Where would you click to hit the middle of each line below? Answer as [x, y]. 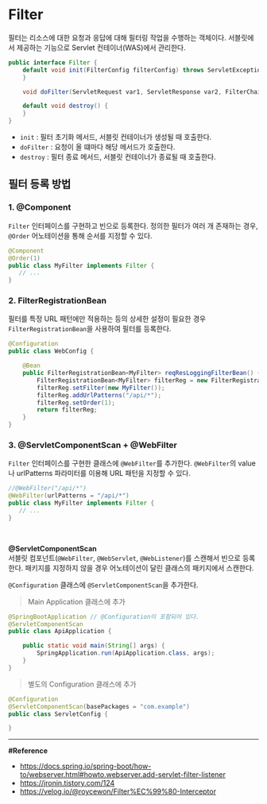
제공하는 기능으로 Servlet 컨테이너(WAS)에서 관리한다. [101, 47]
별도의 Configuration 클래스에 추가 [82, 684]
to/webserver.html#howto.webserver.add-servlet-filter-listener [123, 775]
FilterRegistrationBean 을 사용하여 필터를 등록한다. [90, 329]
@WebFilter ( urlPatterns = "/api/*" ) [69, 496]
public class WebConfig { [51, 351]
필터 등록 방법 [40, 184]
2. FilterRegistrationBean [58, 301]
